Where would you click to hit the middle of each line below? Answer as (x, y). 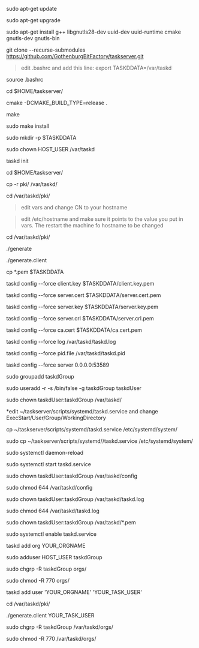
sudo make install (28, 126)
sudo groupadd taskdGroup (40, 376)
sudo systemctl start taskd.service (49, 464)
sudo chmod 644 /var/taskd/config (49, 487)
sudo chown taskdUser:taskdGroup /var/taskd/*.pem (71, 522)
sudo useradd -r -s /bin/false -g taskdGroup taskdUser (74, 388)
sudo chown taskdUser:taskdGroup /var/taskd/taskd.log (75, 499)
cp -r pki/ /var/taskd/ (32, 184)
